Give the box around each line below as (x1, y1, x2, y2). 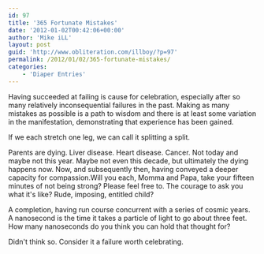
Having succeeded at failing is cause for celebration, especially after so (8, 92, 240, 101)
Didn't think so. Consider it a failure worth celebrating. (8, 237, 184, 246)
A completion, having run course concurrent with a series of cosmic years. (8, 204, 251, 214)
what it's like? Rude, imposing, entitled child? (8, 189, 154, 199)
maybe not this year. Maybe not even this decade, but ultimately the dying (8, 155, 249, 166)
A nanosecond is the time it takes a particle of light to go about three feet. (8, 213, 247, 222)
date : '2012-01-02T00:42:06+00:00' (8, 26, 125, 34)
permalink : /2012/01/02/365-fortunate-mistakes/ (8, 56, 171, 64)
